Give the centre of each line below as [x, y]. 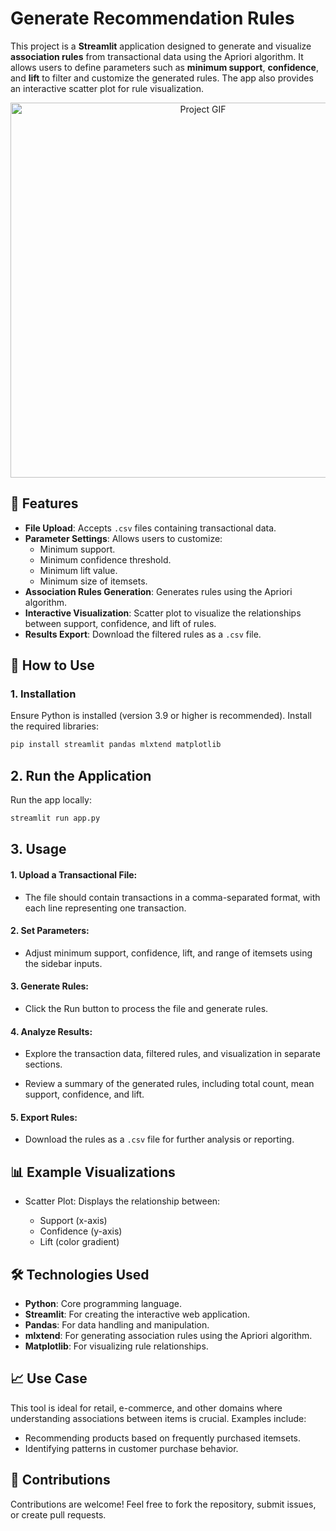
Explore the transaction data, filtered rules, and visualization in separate [172, 1054]
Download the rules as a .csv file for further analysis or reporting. [159, 1139]
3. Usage [38, 849]
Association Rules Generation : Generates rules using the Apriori [158, 591]
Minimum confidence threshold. [105, 559]
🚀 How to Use [52, 665]
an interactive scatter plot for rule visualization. [107, 88]
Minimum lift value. [78, 570]
